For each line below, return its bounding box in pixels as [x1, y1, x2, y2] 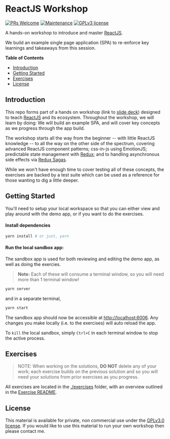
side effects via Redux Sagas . [5, 156, 67, 162]
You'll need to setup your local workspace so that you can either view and [5, 205, 160, 211]
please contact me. [5, 428, 46, 434]
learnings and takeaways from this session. [5, 45, 96, 51]
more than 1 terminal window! [17, 276, 80, 282]
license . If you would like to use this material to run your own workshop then [5, 423, 165, 429]
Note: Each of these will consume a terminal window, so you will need [17, 271, 164, 277]
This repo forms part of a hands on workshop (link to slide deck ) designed [5, 109, 161, 115]
